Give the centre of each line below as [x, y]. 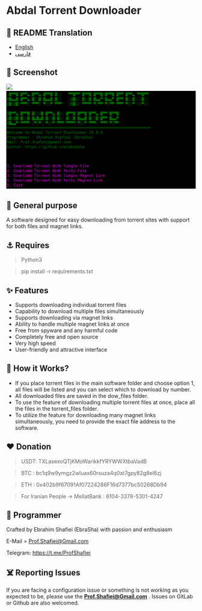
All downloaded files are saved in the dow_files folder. [81, 395]
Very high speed [35, 343]
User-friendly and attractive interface [61, 349]
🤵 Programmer [34, 515]
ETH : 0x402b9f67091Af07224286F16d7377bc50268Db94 [94, 485]
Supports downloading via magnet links [64, 317]
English [24, 47]
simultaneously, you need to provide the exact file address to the [95, 421]
